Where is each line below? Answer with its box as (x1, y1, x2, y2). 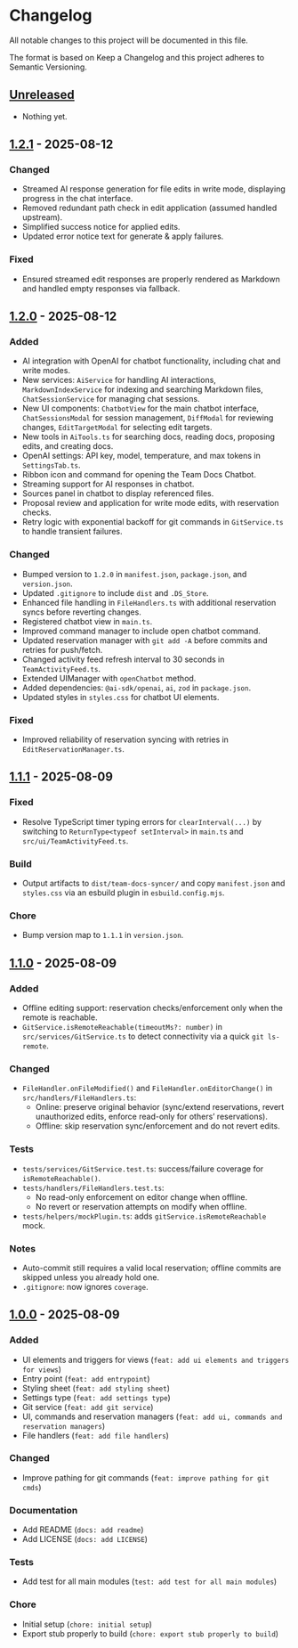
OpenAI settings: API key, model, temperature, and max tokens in (21, 451, 261, 461)
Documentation (9, 1504, 78, 1516)
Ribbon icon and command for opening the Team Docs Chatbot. (21, 469, 256, 480)
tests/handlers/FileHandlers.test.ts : (21, 1182, 165, 1193)
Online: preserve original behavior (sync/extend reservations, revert (35, 1102, 285, 1113)
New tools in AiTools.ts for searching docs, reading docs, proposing (21, 431, 276, 442)
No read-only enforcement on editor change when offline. (35, 1191, 248, 1203)
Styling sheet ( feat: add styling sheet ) (21, 1383, 171, 1393)
